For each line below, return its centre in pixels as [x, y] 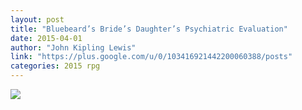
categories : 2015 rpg [55, 66]
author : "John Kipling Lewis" [73, 47]
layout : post [37, 19]
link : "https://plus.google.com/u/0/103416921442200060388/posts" [151, 57]
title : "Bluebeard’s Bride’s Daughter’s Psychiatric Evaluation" [149, 29]
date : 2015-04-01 [46, 38]
